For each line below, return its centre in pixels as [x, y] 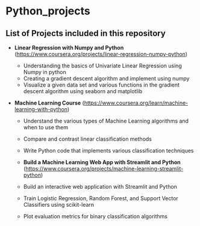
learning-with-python [41, 109]
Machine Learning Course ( [49, 103]
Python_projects [48, 11]
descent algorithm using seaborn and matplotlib [83, 91]
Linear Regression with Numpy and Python [69, 47]
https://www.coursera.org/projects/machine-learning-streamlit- [105, 169]
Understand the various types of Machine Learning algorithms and [106, 121]
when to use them [46, 127]
